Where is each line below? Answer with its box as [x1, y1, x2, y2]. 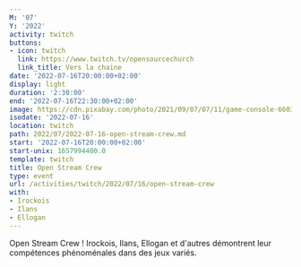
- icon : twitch [9, 47, 66, 56]
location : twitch [9, 122, 74, 131]
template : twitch [9, 154, 74, 164]
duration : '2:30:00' [9, 88, 87, 97]
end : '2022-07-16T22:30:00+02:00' [9, 96, 139, 106]
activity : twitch [9, 30, 74, 39]
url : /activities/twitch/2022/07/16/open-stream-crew [9, 180, 215, 189]
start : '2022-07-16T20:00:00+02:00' [9, 138, 146, 147]
